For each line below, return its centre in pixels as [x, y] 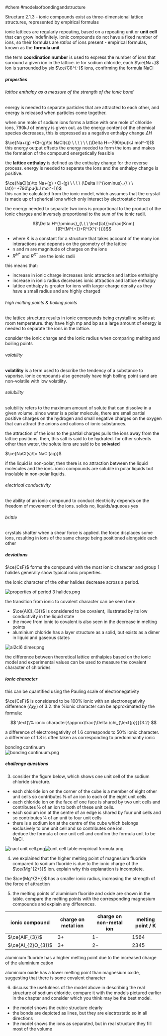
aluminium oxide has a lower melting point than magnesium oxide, [73, 972]
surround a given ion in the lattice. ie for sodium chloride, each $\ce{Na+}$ [82, 63]
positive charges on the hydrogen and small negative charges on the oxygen [83, 418]
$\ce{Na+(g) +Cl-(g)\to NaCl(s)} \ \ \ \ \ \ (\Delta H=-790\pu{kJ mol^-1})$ [80, 142]
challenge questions [27, 764]
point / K [146, 925]
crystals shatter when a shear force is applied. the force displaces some [79, 533]
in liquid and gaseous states [41, 638]
